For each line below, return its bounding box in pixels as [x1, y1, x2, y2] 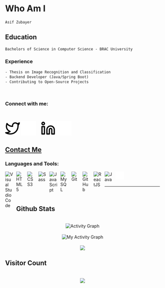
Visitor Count [5, 259, 47, 267]
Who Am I [5, 3, 46, 14]
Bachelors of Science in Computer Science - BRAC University [5, 47, 133, 51]
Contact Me [5, 145, 42, 154]
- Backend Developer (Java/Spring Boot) [5, 74, 89, 80]
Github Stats [16, 205, 55, 213]
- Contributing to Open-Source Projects [5, 79, 89, 85]
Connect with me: [5, 100, 49, 107]
